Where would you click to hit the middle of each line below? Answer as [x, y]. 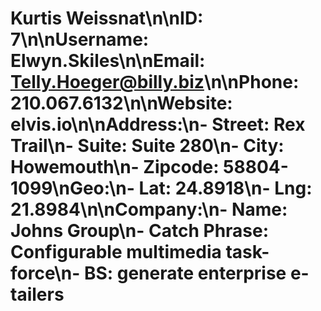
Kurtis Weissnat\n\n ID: [107, 18]
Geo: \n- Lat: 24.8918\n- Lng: [191, 188]
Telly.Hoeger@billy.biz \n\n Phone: [155, 82]
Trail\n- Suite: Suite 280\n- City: [147, 146]
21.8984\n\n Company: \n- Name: [149, 209]
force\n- [45, 273]
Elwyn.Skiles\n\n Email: [108, 61]
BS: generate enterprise [185, 273]
